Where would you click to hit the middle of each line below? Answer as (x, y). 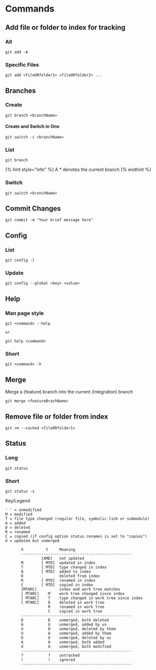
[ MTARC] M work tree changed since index (73, 594)
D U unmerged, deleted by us (66, 638)
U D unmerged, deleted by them (68, 629)
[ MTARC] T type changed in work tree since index (82, 598)
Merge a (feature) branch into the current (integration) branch (69, 392)
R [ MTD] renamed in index (58, 581)
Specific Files (22, 64)
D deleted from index (60, 576)
